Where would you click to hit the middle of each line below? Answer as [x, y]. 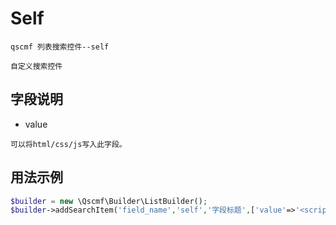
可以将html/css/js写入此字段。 [68, 144]
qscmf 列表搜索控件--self [60, 47]
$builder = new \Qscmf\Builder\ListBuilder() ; [109, 201]
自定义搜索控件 [36, 66]
